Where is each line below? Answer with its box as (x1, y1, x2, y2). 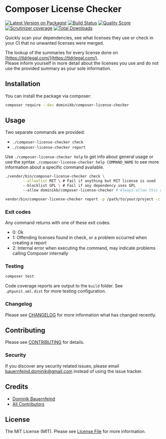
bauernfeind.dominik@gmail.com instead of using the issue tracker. (5, 368, 143, 374)
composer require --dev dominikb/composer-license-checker (5, 103, 129, 108)
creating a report (12, 240, 47, 246)
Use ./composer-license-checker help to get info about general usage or (5, 154, 154, 160)
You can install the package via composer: (5, 93, 91, 99)
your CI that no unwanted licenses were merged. (5, 40, 104, 46)
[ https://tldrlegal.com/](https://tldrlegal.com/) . (5, 55, 99, 60)
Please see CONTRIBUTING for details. (5, 339, 85, 345)
